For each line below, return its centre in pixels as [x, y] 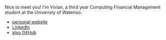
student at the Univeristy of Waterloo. [43, 12]
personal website [30, 22]
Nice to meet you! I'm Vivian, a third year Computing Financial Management [83, 7]
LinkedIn [21, 27]
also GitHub [24, 32]
